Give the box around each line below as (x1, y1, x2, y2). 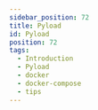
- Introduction (17, 54, 74, 63)
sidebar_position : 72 (9, 12, 90, 22)
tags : (9, 46, 29, 55)
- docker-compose (17, 79, 82, 88)
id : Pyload (9, 29, 50, 38)
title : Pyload (9, 21, 62, 30)
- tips (17, 87, 42, 96)
